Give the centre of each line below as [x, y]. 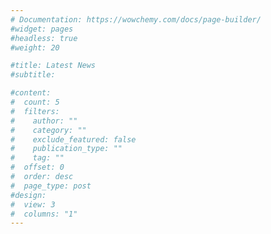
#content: [31, 93]
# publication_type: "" [66, 149]
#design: [28, 195]
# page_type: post [51, 186]
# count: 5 [35, 102]
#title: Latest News [53, 66]
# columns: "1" [44, 214]
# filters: [35, 111]
